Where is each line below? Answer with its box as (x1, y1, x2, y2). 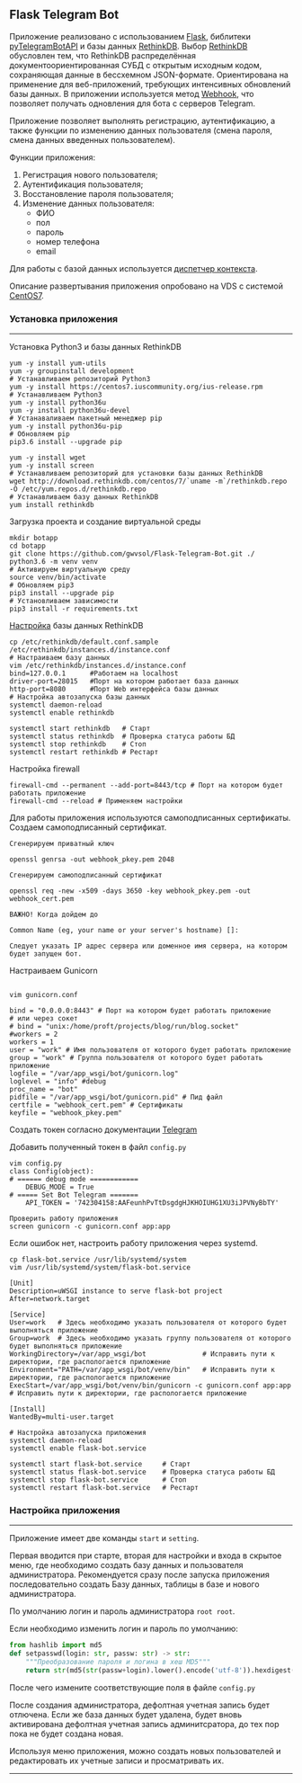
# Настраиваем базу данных (9, 654, 111, 663)
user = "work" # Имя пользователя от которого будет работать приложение (9, 1046, 292, 1055)
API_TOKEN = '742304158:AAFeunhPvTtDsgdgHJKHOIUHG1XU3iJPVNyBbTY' (25, 1199, 280, 1208)
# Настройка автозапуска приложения (9, 1429, 147, 1438)
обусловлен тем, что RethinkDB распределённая (9, 49, 196, 61)
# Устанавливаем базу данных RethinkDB (9, 493, 159, 502)
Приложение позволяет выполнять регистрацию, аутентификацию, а (9, 115, 276, 126)
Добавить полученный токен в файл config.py (9, 1142, 187, 1153)
